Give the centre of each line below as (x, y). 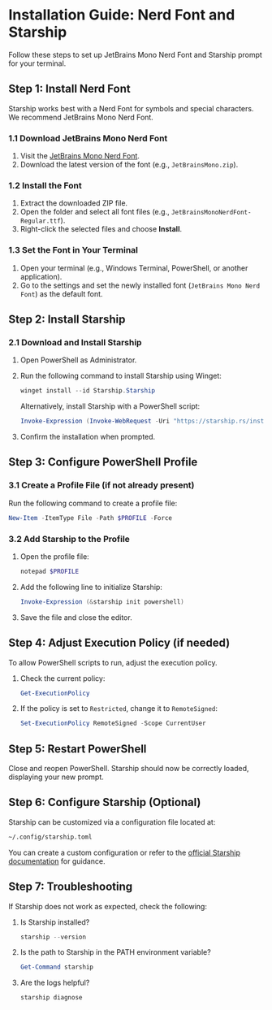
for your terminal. (37, 63)
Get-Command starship (56, 967)
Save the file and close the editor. (76, 617)
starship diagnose (51, 998)
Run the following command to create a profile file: (93, 503)
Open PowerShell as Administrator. (78, 360)
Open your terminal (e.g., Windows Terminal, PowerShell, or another (134, 268)
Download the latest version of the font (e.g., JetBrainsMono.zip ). (129, 165)
